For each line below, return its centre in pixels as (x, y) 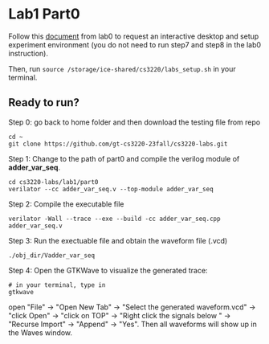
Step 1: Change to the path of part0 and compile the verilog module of (124, 158)
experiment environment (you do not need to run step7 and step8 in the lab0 (135, 44)
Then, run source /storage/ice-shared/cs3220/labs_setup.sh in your (122, 68)
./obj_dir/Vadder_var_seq (51, 255)
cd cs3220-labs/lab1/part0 (53, 182)
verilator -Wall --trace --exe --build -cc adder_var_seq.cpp (114, 219)
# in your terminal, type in (57, 285)
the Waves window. (41, 332)
